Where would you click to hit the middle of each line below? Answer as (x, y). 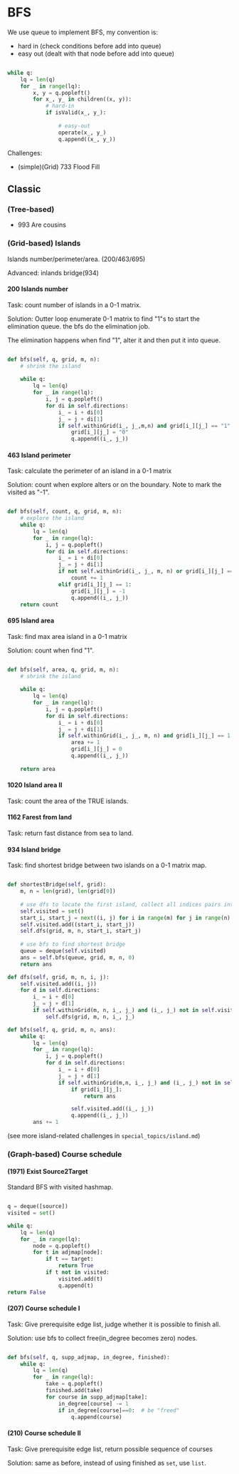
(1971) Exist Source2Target (48, 1171)
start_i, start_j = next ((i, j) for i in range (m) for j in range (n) (126, 918)
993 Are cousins (42, 225)
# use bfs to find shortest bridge (73, 945)
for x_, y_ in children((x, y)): (83, 99)
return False (27, 1292)
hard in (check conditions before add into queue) (89, 46)
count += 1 (87, 578)
